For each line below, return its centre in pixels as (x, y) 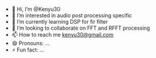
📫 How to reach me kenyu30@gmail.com (63, 35)
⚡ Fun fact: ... (28, 50)
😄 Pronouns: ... (31, 43)
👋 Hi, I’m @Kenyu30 (36, 9)
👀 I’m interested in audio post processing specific (72, 15)
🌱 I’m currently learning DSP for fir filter (60, 22)
